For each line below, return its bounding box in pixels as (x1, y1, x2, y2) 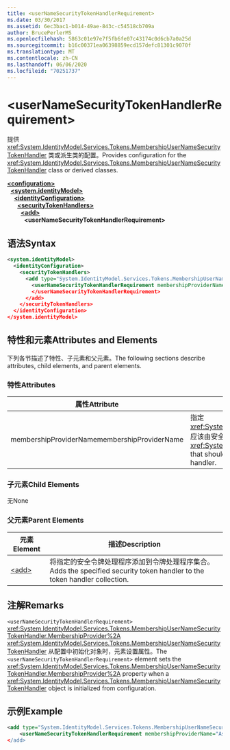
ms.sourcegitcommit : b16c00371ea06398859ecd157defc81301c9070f (7, 42, 192, 49)
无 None (7, 497, 29, 505)
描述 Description (108, 539, 161, 549)
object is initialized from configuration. (48, 684, 157, 692)
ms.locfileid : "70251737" (7, 67, 81, 74)
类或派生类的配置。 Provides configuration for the (48, 151, 187, 159)
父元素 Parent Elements (7, 516, 84, 525)
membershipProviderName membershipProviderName (10, 435, 183, 444)
